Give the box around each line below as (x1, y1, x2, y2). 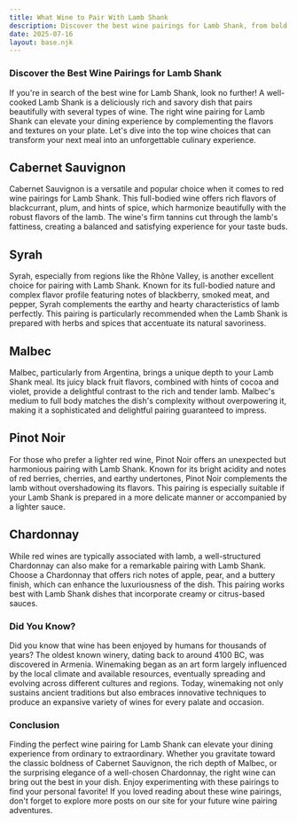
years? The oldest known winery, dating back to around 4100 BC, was (9, 649, 264, 660)
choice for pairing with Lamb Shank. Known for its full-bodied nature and (9, 281, 276, 291)
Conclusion (9, 718, 60, 731)
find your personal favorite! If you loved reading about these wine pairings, (9, 787, 282, 797)
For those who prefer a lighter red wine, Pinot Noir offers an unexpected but (9, 454, 286, 464)
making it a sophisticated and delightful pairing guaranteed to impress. (9, 405, 268, 415)
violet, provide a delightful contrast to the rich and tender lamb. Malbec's (9, 385, 276, 396)
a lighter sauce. (9, 501, 66, 511)
